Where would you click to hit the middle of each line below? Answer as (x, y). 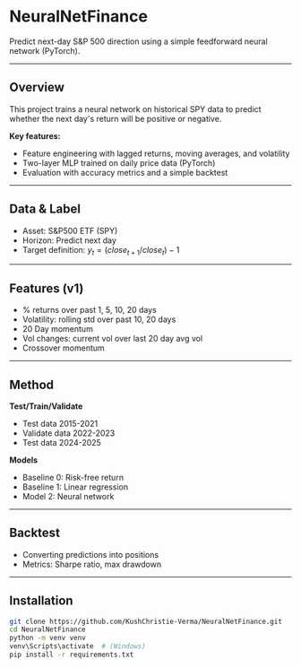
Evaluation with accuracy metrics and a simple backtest (125, 172)
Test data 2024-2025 (61, 442)
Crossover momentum (63, 348)
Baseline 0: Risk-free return (73, 477)
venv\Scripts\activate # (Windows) (77, 646)
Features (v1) (47, 288)
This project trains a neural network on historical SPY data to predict (135, 108)
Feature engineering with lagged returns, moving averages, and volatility (156, 153)
